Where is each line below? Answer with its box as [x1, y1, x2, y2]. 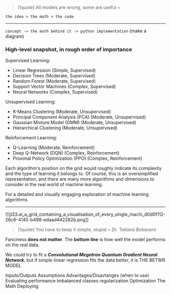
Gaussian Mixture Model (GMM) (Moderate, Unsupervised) [12, 120, 136, 126]
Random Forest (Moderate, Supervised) [12, 78, 96, 84]
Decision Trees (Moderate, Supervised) [12, 73, 96, 79]
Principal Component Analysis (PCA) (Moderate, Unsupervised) [12, 114, 146, 120]
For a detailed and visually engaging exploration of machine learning [5, 191, 149, 197]
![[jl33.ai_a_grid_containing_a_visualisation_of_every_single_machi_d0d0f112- [5, 211, 166, 218]
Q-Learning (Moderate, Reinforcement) [12, 144, 95, 151]
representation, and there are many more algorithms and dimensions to [5, 176, 154, 182]
